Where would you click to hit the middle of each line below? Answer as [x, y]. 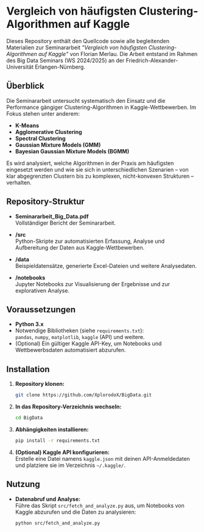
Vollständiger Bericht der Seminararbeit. [65, 223]
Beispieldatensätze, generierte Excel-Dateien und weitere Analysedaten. [106, 265]
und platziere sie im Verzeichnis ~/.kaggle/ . [70, 465]
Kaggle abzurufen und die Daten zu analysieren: [76, 512]
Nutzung [23, 484]
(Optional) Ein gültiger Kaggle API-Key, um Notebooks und [88, 344]
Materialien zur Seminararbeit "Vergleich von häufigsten [77, 47]
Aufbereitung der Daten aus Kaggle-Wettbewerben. [80, 247]
